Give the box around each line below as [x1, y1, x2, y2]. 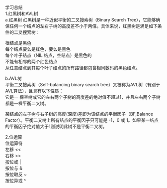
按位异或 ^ [5, 178, 26, 184]
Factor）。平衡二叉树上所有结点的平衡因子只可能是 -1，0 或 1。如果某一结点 [5, 117, 159, 123]
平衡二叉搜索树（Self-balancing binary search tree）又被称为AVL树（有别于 [5, 82, 161, 87]
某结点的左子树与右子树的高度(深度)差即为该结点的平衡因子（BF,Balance [5, 111, 153, 117]
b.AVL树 [5, 75, 22, 81]
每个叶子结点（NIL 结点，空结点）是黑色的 [5, 52, 92, 58]
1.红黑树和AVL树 [5, 10, 39, 16]
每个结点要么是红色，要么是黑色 [5, 46, 71, 52]
